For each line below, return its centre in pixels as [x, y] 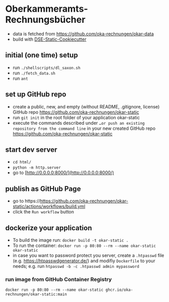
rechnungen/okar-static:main [36, 294]
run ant [20, 78]
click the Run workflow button [43, 212]
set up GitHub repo [36, 94]
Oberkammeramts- [47, 9]
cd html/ [22, 162]
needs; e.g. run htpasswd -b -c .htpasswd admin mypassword [76, 266]
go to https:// [26, 201]
